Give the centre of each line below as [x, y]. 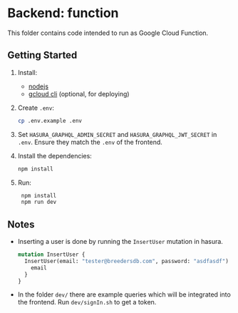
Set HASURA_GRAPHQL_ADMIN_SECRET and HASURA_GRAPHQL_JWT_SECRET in [117, 134]
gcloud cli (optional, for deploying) [79, 93]
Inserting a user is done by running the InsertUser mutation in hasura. [120, 242]
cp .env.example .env [50, 120]
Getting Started [42, 55]
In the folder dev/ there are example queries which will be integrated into [124, 294]
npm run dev [39, 202]
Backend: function [63, 13]
